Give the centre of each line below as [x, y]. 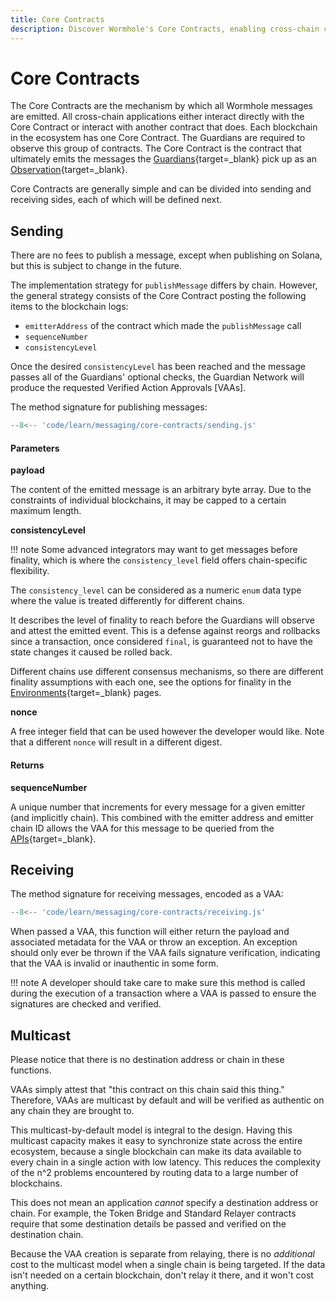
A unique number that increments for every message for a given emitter [158, 807]
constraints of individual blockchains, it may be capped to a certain [148, 500]
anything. [30, 1286]
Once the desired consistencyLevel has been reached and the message [158, 367]
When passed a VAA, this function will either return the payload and [150, 932]
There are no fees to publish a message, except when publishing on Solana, [166, 255]
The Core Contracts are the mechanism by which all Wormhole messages [161, 106]
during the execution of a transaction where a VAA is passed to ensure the [163, 993]
